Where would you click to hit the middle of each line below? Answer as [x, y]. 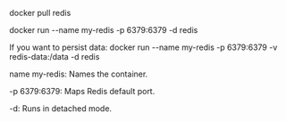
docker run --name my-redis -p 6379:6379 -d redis [104, 30]
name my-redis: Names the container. [79, 74]
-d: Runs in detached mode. [61, 109]
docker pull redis [40, 13]
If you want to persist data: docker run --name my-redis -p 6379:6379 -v [143, 47]
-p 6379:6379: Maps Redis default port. [82, 91]
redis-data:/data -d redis [55, 56]
